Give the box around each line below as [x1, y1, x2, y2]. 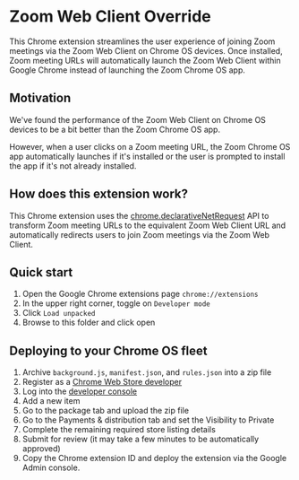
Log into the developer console [21, 386, 137, 397]
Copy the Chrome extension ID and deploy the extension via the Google [21, 453, 287, 464]
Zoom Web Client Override [9, 6, 212, 27]
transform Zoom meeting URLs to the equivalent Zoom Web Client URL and [9, 220, 286, 231]
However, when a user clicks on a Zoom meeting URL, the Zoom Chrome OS [9, 141, 291, 152]
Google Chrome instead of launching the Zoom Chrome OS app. [9, 65, 246, 75]
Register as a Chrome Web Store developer [21, 377, 182, 388]
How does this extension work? [9, 187, 188, 202]
